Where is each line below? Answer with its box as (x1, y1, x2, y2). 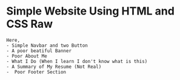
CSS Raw (6, 17, 53, 31)
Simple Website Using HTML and (6, 4, 175, 18)
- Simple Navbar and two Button (6, 42, 88, 48)
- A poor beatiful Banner (6, 47, 72, 54)
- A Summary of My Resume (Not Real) (6, 64, 102, 70)
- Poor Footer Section (6, 68, 67, 75)
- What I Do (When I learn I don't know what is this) (6, 58, 148, 64)
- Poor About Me (6, 53, 47, 59)
